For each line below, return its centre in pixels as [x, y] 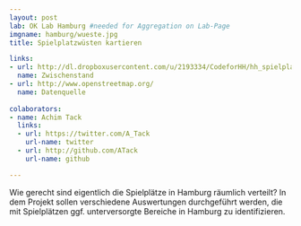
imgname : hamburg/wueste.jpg [64, 34]
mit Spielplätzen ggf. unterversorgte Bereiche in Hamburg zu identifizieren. [147, 211]
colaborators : [36, 109]
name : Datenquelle [52, 92]
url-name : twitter [60, 143]
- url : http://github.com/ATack [78, 151]
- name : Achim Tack [46, 117]
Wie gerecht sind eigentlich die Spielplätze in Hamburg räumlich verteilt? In [148, 192]
